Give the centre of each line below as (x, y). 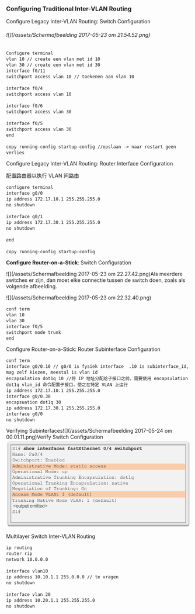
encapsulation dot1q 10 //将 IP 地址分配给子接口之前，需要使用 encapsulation (97, 378)
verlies (15, 153)
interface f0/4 (25, 88)
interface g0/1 (25, 216)
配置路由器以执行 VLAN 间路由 (43, 175)
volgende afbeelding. (32, 286)
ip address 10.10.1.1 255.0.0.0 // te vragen (62, 577)
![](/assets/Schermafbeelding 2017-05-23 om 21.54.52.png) (78, 35)
